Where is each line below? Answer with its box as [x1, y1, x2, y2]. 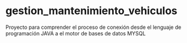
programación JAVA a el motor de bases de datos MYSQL [5, 29, 146, 37]
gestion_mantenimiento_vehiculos [5, 4, 178, 18]
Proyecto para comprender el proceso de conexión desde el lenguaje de [5, 24, 182, 31]
